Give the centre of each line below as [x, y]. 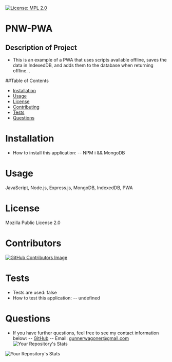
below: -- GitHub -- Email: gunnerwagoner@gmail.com [71, 338]
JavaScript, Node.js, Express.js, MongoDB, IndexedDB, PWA [69, 188]
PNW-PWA [29, 29]
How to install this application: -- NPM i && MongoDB [69, 153]
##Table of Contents [27, 81]
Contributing [26, 107]
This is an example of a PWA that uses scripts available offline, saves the [90, 60]
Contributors [33, 243]
